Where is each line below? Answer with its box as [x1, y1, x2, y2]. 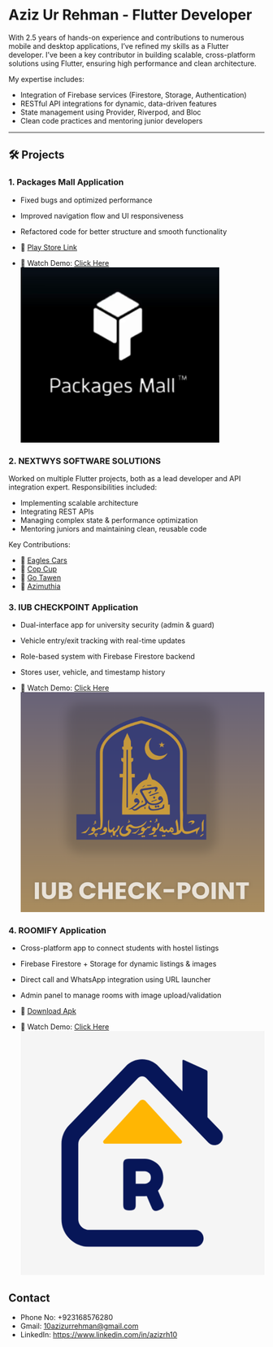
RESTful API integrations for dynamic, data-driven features [19, 98, 217, 108]
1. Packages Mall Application [8, 176, 124, 188]
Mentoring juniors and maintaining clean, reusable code [19, 524, 207, 533]
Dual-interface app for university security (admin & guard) [19, 620, 215, 630]
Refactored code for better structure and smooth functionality [19, 226, 227, 237]
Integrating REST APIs [19, 506, 94, 516]
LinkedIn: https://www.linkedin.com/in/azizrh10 [19, 1330, 178, 1340]
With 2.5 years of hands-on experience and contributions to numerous [8, 33, 245, 42]
